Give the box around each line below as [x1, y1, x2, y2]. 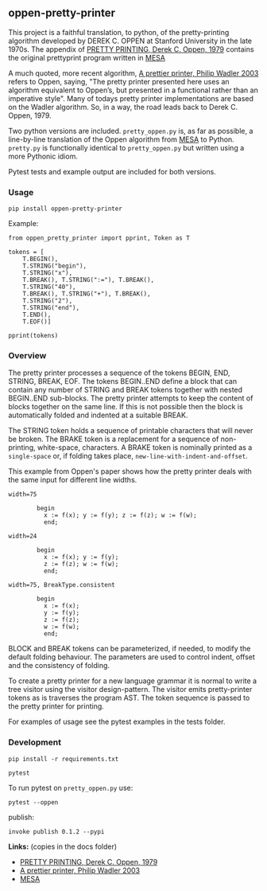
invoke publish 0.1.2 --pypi [8, 827, 105, 835]
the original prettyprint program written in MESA [8, 53, 165, 62]
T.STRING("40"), [22, 283, 77, 291]
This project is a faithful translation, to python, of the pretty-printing [8, 27, 230, 37]
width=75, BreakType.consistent [8, 581, 115, 589]
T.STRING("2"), [22, 297, 73, 305]
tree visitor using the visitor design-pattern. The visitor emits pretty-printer [8, 685, 253, 694]
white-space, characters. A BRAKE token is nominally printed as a [37, 443, 253, 452]
